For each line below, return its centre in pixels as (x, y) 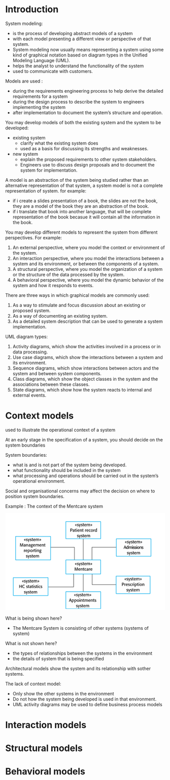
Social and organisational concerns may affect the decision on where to (80, 491)
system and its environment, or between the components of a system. (86, 264)
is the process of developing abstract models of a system (73, 33)
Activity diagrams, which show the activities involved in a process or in (87, 346)
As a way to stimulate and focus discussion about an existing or (79, 305)
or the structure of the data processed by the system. (69, 274)
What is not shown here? (31, 643)
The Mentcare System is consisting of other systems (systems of (80, 628)
